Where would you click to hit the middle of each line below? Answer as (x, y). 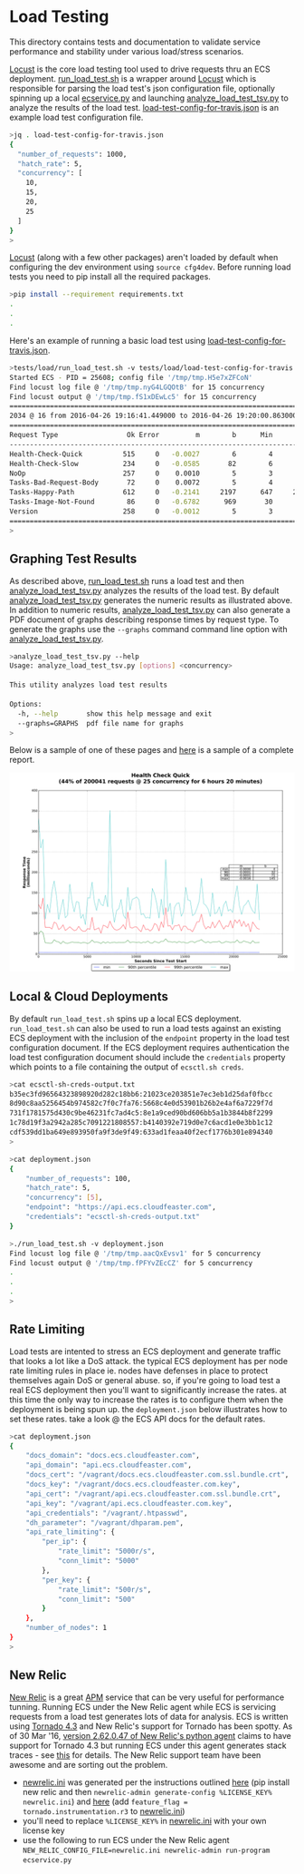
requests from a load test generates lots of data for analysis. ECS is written (149, 1716)
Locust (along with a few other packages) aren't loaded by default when (144, 258)
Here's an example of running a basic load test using (108, 340)
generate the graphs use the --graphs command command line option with (148, 629)
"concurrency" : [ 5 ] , (64, 1198)
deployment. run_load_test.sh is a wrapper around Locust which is (133, 78)
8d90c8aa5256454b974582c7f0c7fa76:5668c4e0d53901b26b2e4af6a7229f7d (141, 1104)
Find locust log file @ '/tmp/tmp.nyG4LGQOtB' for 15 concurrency (137, 387)
